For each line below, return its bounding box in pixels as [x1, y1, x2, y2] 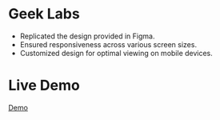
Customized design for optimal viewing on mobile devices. [19, 48, 214, 58]
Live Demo [8, 77, 80, 94]
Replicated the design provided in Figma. [19, 31, 155, 41]
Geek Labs [8, 5, 80, 23]
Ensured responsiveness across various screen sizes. [19, 39, 198, 49]
